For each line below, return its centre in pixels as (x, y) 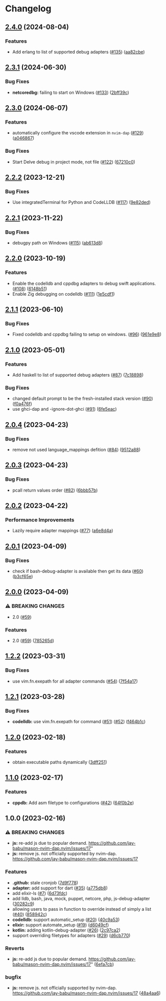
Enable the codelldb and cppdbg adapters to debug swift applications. (84, 283)
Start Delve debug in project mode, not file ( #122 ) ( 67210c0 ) (74, 162)
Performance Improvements (40, 520)
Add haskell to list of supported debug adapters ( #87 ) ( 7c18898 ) (78, 375)
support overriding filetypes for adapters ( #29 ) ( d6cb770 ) (71, 935)
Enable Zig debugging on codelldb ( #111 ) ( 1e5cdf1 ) (63, 294)
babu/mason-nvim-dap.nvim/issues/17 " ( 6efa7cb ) (63, 964)
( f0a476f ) (22, 404)
